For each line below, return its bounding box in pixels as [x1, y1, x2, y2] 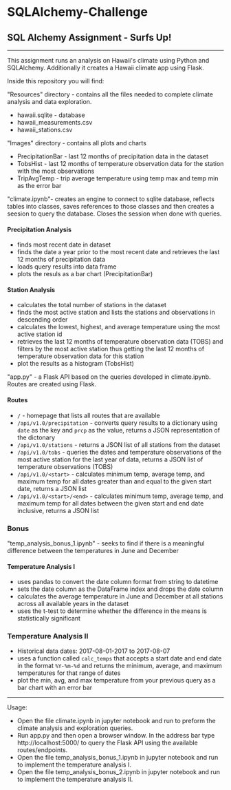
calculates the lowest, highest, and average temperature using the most [16, 323, 221, 331]
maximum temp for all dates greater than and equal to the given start [16, 477, 212, 486]
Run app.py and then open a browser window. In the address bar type [16, 731, 215, 740]
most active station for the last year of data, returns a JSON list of [16, 455, 203, 464]
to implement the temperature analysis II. [16, 776, 133, 784]
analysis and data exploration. [7, 98, 92, 105]
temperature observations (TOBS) [16, 462, 113, 470]
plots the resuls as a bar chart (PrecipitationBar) [16, 270, 153, 278]
